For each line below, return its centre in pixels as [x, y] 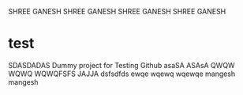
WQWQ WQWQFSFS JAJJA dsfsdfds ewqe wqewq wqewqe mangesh [122, 74]
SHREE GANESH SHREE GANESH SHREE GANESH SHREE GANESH [117, 11]
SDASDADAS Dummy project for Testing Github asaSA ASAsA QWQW [121, 65]
